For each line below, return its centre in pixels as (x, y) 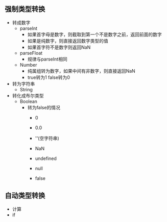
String (26, 89)
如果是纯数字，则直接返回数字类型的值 (68, 41)
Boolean (29, 101)
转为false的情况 (44, 107)
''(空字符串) (47, 138)
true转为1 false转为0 (49, 77)
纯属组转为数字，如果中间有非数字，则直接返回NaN (81, 71)
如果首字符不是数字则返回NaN (59, 47)
